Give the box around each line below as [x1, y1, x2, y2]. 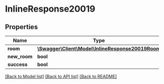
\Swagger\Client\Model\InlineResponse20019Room [37, 45, 161, 52]
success [7, 61, 28, 67]
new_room [7, 53, 33, 60]
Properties [5, 23, 38, 31]
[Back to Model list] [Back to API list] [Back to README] [5, 74, 117, 79]
